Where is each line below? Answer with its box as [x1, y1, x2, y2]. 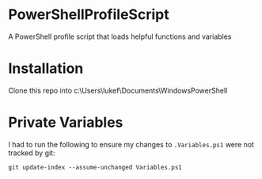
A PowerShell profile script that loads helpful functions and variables [8, 32, 232, 41]
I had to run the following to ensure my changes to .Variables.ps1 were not [8, 139, 255, 149]
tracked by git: [8, 148, 55, 158]
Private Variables [8, 113, 123, 131]
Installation [8, 59, 84, 78]
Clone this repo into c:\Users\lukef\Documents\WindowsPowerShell [8, 86, 228, 95]
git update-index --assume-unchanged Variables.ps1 [8, 163, 182, 171]
